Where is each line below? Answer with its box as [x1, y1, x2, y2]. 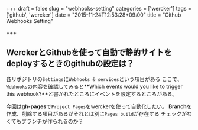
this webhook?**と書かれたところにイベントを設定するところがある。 [6, 90, 178, 97]
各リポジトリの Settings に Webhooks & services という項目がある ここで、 [6, 75, 183, 82]
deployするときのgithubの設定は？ [6, 58, 134, 69]
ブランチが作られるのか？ [21, 118, 84, 125]
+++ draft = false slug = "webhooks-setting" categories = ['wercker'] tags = [6, 5, 192, 12]
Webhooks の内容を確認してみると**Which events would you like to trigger [6, 83, 183, 90]
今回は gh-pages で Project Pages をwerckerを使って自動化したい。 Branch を [6, 103, 192, 110]
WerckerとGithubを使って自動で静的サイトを [6, 47, 172, 58]
